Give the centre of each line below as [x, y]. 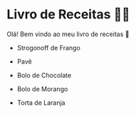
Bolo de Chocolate [44, 75]
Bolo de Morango [42, 89]
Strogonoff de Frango [49, 47]
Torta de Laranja [41, 103]
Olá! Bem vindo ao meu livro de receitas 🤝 [68, 34]
